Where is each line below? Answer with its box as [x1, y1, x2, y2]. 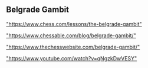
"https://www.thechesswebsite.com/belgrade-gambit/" [6, 43, 140, 50]
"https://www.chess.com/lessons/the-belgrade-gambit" [6, 20, 143, 27]
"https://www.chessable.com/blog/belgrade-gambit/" [6, 32, 137, 39]
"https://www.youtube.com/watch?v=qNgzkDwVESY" [6, 54, 137, 61]
